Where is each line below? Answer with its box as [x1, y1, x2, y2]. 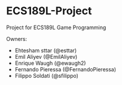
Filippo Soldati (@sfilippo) [14, 72, 79, 79]
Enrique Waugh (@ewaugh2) [14, 59, 86, 67]
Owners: [6, 35, 28, 42]
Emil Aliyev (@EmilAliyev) [14, 53, 78, 60]
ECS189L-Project [6, 4, 92, 18]
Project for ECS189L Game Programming [6, 24, 106, 31]
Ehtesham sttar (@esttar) [14, 46, 77, 54]
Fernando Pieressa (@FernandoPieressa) [14, 65, 117, 73]
